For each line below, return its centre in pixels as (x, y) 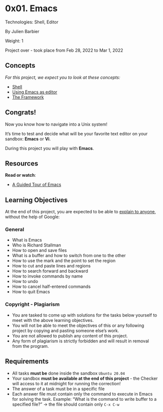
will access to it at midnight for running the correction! (66, 383)
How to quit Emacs (31, 292)
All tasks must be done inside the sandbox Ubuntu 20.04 (68, 373)
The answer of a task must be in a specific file (58, 389)
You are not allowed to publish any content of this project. (70, 336)
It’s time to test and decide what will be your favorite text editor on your (76, 133)
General (15, 229)
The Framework (28, 97)
